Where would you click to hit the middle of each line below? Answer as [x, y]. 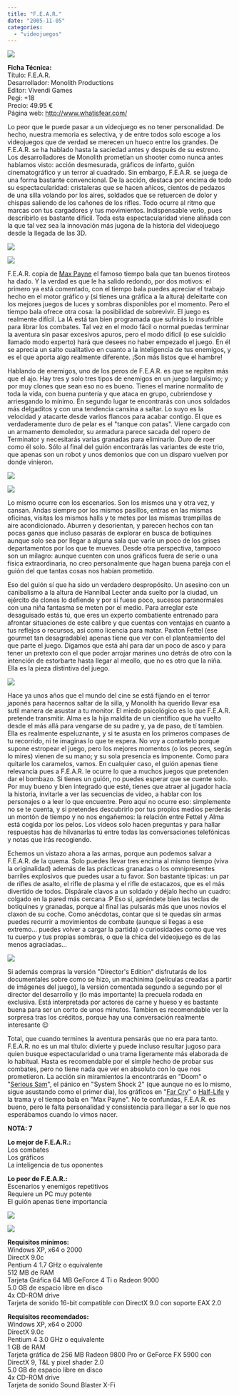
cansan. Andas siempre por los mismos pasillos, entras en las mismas [110, 511]
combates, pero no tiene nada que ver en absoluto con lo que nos [104, 1069]
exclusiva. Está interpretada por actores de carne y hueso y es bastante [113, 1002]
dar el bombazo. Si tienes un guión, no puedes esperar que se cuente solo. [118, 779]
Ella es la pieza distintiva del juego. [59, 668]
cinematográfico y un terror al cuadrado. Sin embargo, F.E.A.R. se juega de [118, 173]
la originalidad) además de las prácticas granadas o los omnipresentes [111, 869]
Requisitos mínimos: [39, 1242]
